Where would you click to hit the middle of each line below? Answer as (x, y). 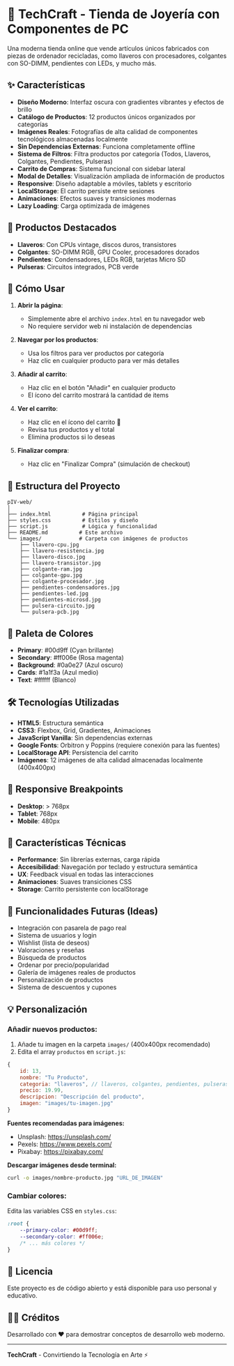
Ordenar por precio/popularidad (63, 965)
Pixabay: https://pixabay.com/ (60, 1151)
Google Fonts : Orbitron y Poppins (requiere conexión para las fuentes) (119, 745)
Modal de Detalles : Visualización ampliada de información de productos (121, 176)
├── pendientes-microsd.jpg (60, 600)
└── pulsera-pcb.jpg (49, 612)
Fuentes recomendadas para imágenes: (66, 1123)
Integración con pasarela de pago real (72, 928)
